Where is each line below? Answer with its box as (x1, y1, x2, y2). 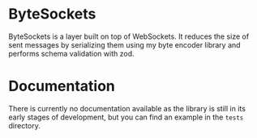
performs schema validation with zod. (8, 48, 135, 58)
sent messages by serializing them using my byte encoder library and (8, 40, 241, 49)
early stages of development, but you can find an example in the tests (8, 112, 244, 122)
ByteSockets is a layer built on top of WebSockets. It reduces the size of (8, 31, 250, 41)
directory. (8, 120, 41, 130)
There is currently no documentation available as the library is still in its (8, 103, 246, 113)
